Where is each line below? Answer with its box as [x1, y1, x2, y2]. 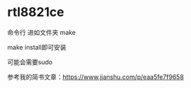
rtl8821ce [7, 4, 65, 20]
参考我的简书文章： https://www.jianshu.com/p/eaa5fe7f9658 [7, 73, 184, 81]
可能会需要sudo [7, 57, 53, 66]
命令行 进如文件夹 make [7, 28, 76, 36]
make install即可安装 [7, 43, 67, 51]
